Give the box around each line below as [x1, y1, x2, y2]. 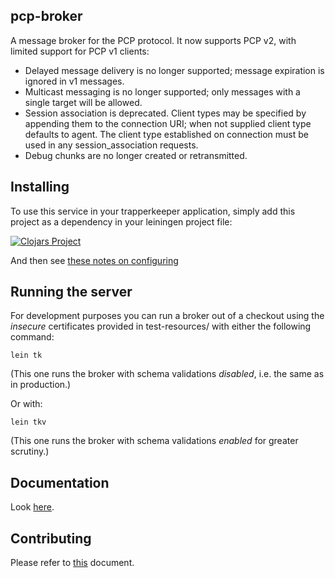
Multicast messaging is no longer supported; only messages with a [24, 85, 301, 98]
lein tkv [10, 417, 47, 428]
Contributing [10, 530, 92, 547]
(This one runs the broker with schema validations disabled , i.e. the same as [10, 368, 325, 380]
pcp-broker [10, 8, 83, 25]
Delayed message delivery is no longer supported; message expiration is [24, 64, 325, 76]
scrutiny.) [10, 445, 50, 458]
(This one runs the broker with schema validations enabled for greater [10, 435, 299, 447]
